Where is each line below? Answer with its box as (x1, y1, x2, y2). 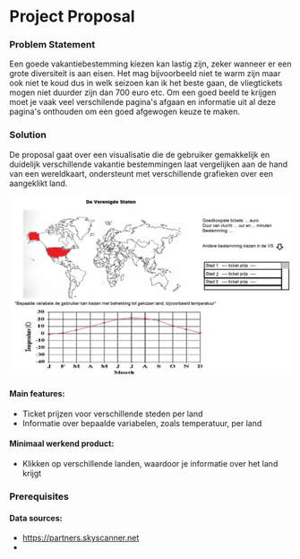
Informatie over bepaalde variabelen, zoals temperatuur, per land (21, 417, 262, 428)
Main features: (9, 389, 65, 399)
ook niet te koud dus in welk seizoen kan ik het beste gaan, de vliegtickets (9, 78, 283, 89)
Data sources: (9, 512, 63, 523)
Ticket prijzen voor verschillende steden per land (21, 408, 203, 419)
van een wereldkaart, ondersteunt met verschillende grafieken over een (9, 168, 273, 179)
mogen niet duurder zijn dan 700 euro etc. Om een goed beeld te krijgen (9, 87, 277, 98)
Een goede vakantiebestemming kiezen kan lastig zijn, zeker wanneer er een (9, 58, 293, 69)
